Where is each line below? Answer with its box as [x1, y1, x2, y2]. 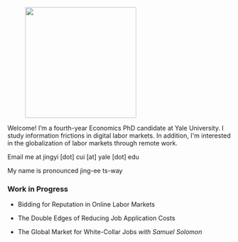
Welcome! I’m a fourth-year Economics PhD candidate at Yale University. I [7, 124, 224, 132]
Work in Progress [7, 184, 69, 194]
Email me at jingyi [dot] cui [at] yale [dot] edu [7, 153, 140, 161]
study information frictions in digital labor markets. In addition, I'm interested [7, 131, 231, 140]
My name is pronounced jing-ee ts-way [7, 167, 123, 175]
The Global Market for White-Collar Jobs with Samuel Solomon [17, 228, 202, 236]
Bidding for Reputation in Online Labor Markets [17, 200, 155, 209]
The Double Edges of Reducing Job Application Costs [17, 214, 175, 223]
